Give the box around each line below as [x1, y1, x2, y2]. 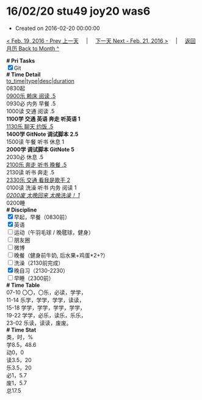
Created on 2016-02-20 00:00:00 [15, 24, 100, 32]
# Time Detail [6, 70, 41, 78]
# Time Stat [6, 326, 37, 333]
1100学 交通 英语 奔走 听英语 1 [6, 115, 81, 122]
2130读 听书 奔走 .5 [6, 168, 55, 176]
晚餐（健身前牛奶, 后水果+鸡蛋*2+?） [14, 251, 109, 259]
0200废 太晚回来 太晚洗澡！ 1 [6, 191, 81, 199]
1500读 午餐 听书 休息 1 [6, 138, 65, 145]
